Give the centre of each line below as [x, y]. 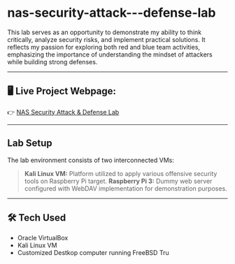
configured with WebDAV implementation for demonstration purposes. [126, 188]
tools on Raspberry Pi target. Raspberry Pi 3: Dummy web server [118, 181]
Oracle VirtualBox [43, 238]
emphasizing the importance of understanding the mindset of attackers [110, 54]
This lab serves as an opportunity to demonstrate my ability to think [104, 32]
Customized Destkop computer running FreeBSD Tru [93, 253]
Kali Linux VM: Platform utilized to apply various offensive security [121, 173]
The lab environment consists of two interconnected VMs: [91, 160]
